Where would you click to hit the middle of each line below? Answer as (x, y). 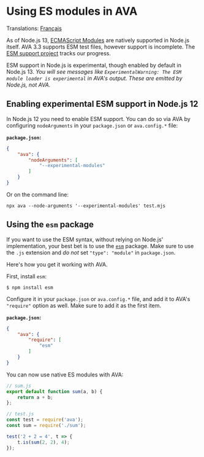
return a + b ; (35, 397)
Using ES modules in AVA (72, 11)
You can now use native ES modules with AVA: (65, 374)
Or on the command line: (38, 194)
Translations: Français (34, 28)
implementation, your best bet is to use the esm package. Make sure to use (100, 246)
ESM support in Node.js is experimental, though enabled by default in (94, 65)
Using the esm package (50, 225)
